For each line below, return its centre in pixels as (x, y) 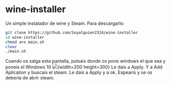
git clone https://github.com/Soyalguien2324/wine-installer (72, 32)
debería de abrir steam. (30, 78)
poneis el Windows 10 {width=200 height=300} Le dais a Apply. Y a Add (84, 67)
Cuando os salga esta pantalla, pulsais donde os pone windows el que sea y (86, 61)
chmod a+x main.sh (25, 42)
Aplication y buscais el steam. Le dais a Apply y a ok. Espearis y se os (79, 72)
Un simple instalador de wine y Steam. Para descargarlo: (65, 23)
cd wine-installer (25, 37)
